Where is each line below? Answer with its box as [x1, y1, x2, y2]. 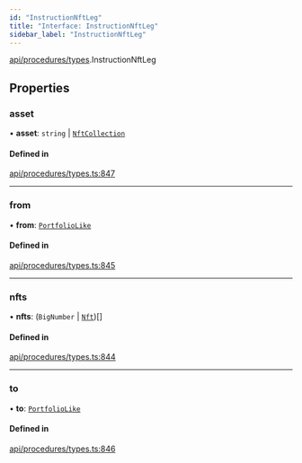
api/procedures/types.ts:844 [9, 352, 117, 363]
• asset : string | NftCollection [9, 127, 126, 139]
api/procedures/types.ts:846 [9, 443, 116, 454]
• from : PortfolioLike [9, 219, 92, 230]
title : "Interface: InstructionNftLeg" [9, 22, 159, 31]
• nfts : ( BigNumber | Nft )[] [9, 311, 103, 322]
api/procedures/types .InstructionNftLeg [9, 55, 157, 66]
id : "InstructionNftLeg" [9, 13, 102, 22]
